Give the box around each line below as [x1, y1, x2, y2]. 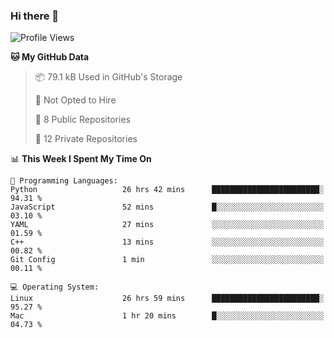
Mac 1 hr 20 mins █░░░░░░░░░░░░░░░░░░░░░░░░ [10, 311, 325, 321]
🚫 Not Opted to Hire [34, 94, 117, 106]
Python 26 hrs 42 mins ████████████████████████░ [10, 185, 325, 195]
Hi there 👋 [10, 9, 60, 23]
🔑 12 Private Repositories [34, 133, 138, 145]
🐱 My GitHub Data [10, 51, 90, 63]
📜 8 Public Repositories [34, 114, 131, 126]
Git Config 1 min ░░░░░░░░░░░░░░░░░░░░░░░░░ [10, 255, 325, 265]
